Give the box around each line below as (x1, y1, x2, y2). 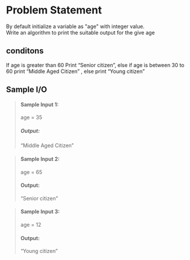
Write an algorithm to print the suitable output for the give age (6, 29, 155, 36)
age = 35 (20, 114, 43, 121)
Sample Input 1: (20, 100, 59, 108)
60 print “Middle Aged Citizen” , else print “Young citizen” (6, 68, 145, 75)
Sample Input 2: (20, 155, 60, 162)
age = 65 (20, 168, 43, 175)
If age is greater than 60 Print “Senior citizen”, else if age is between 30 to (6, 61, 185, 68)
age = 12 (20, 221, 42, 228)
